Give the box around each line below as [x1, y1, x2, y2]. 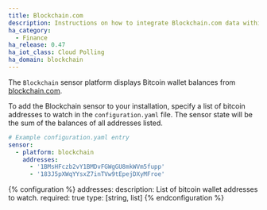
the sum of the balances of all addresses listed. [8, 118, 163, 128]
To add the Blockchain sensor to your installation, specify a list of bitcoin [8, 101, 246, 111]
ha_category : [8, 26, 52, 34]
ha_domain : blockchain [8, 56, 83, 64]
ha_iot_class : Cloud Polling [8, 48, 105, 56]
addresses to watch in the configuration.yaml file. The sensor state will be [8, 109, 253, 119]
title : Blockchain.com [8, 11, 83, 20]
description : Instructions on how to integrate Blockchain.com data [8, 19, 240, 27]
